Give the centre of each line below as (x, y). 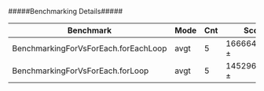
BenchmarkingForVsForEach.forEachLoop (90, 48)
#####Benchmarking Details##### (66, 11)
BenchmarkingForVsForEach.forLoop (81, 71)
